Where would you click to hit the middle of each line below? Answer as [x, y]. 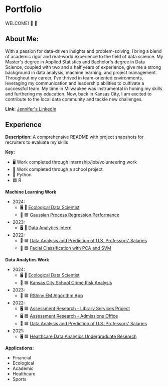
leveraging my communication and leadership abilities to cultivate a [75, 83]
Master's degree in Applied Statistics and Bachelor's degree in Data [75, 62]
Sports [19, 379]
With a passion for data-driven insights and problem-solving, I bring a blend [83, 51]
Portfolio [24, 9]
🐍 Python [22, 174]
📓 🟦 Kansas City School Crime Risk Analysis [66, 282]
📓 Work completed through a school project [57, 169]
